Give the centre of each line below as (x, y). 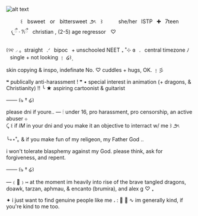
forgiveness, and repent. (36, 158)
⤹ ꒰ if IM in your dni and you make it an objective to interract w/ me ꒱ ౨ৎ (93, 126)
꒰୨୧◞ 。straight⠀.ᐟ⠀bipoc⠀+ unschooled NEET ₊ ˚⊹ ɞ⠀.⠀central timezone (96, 50)
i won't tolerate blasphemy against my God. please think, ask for (84, 151)
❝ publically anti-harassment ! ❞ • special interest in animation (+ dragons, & (99, 82)
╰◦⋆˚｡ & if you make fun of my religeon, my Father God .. (75, 139)
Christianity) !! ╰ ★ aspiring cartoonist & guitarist (66, 88)
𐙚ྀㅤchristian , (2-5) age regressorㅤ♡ (69, 32)
